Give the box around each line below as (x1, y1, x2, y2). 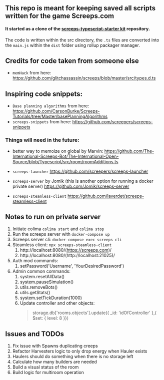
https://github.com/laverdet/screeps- (67, 193, 144, 199)
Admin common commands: (12, 268, 71, 274)
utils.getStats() (19, 290, 50, 296)
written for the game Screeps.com (5, 12, 114, 20)
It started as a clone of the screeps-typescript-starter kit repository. (5, 25, 150, 31)
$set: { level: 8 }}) (32, 315, 69, 321)
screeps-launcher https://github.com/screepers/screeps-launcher (12, 168, 148, 174)
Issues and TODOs (5, 330, 64, 338)
